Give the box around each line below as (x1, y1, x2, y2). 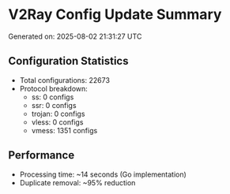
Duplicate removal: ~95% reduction (19, 177, 136, 187)
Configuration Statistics (8, 54, 129, 68)
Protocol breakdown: (19, 84, 89, 93)
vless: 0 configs (31, 117, 84, 127)
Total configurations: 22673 (19, 75, 111, 84)
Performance (8, 148, 75, 162)
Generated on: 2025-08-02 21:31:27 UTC (8, 32, 142, 41)
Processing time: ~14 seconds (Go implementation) (19, 170, 187, 179)
